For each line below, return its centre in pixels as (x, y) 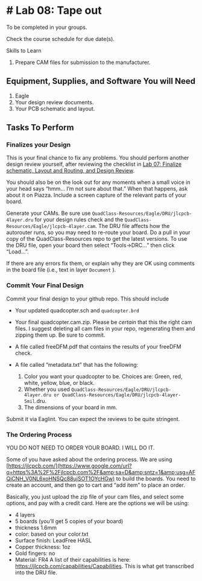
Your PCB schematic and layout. (55, 109)
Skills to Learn (24, 50)
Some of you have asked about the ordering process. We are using (89, 460)
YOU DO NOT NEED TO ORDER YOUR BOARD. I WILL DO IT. (80, 448)
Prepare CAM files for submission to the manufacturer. (83, 62)
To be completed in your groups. (47, 27)
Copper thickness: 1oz (43, 547)
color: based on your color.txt (52, 534)
